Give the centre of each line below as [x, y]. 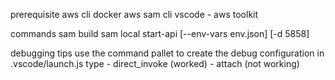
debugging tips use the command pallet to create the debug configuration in [167, 53]
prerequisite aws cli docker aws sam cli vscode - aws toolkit [134, 14]
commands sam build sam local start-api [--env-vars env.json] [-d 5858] [160, 33]
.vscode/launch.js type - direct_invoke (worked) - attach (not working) [155, 63]
